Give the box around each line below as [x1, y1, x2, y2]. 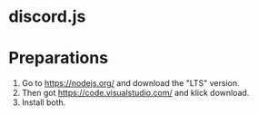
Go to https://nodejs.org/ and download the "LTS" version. [21, 78, 240, 89]
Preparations [8, 48, 109, 69]
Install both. [21, 97, 66, 108]
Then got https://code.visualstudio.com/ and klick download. [21, 88, 250, 99]
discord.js [8, 6, 86, 27]
